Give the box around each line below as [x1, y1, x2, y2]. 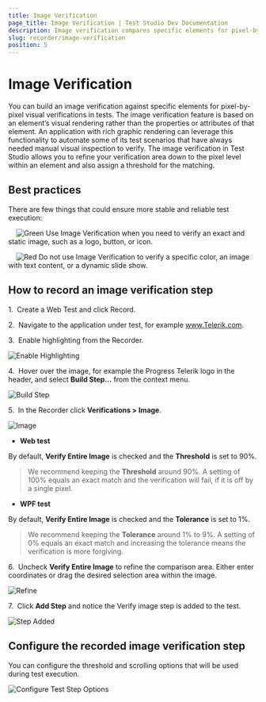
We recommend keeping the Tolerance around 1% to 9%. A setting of [27, 529, 256, 539]
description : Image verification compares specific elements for [8, 26, 228, 34]
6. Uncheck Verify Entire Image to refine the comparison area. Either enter [8, 562, 255, 571]
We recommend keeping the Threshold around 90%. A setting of [27, 466, 241, 476]
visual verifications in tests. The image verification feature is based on [25, 110, 254, 120]
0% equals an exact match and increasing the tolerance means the [27, 538, 246, 547]
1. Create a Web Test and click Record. [8, 305, 136, 314]
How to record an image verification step [8, 283, 214, 297]
